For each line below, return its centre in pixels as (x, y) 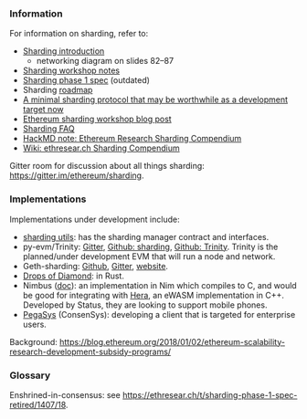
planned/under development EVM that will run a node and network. (149, 256)
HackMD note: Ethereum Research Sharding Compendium (132, 139)
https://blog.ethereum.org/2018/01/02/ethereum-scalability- (172, 341)
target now (43, 110)
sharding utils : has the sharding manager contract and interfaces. (146, 236)
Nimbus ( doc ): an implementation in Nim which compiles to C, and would (159, 285)
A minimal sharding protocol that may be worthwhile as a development (155, 100)
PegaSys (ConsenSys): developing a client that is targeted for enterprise (159, 314)
